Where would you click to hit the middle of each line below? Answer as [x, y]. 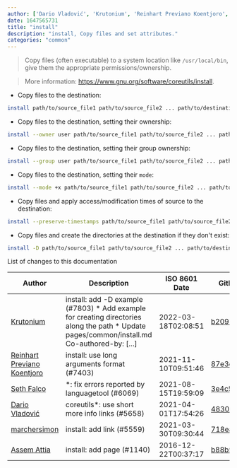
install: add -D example [104, 300]
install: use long [92, 356]
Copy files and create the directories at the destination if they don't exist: [123, 235]
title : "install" [33, 27]
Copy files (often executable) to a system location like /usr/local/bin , [126, 60]
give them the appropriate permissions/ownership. [98, 68]
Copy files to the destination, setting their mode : [85, 175]
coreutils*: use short [100, 405]
